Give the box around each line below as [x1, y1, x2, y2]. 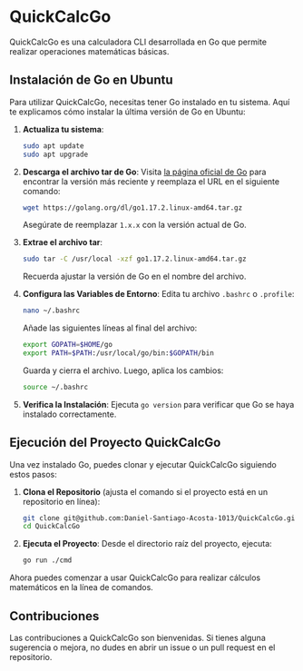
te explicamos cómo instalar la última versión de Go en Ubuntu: [9, 106, 247, 117]
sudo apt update [22, 141, 84, 151]
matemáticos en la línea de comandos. [9, 582, 154, 593]
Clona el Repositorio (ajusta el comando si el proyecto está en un [22, 486, 269, 497]
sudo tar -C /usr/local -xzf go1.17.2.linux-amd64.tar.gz [22, 254, 247, 264]
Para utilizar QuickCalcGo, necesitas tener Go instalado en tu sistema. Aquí [9, 96, 290, 107]
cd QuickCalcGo [22, 522, 81, 531]
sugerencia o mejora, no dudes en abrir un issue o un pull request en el [9, 642, 276, 653]
